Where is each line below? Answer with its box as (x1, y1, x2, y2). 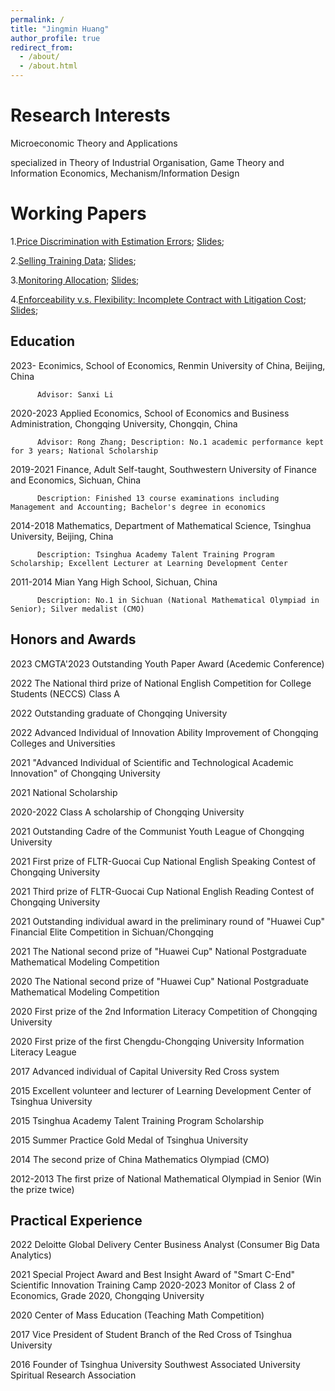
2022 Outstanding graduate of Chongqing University (10, 707, 228, 719)
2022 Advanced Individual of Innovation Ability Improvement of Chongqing (10, 726, 319, 738)
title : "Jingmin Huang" (10, 24, 110, 34)
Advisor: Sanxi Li (36, 389, 114, 400)
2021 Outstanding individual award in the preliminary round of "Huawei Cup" (10, 915, 325, 927)
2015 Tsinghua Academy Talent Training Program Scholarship (10, 1114, 265, 1126)
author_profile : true (10, 33, 101, 43)
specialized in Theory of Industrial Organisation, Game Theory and (10, 156, 285, 168)
